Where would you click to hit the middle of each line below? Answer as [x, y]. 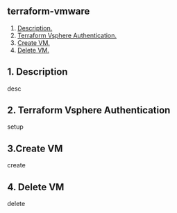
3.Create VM [35, 148]
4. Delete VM [36, 187]
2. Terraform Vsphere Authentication [89, 110]
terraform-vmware [49, 11]
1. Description [37, 72]
